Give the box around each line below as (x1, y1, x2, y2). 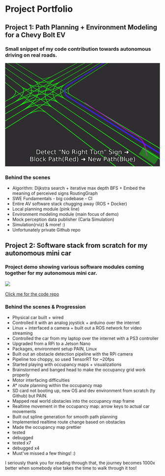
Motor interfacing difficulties (12, 377, 70, 383)
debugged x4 (12, 445, 40, 451)
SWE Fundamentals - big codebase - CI (12, 196, 93, 202)
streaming (12, 330, 33, 336)
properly (12, 372, 30, 378)
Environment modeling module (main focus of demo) (12, 211, 119, 217)
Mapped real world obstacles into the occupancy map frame (12, 398, 135, 404)
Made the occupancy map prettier (12, 424, 82, 430)
